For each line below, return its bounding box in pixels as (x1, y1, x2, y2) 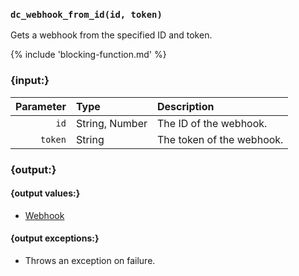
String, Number (75, 116, 148, 130)
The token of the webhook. (157, 132, 284, 146)
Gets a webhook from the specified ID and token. (10, 29, 213, 41)
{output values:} (10, 187, 81, 199)
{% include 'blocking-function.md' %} (10, 49, 167, 61)
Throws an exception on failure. (24, 254, 156, 266)
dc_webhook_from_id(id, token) (10, 9, 163, 20)
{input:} (10, 74, 50, 88)
